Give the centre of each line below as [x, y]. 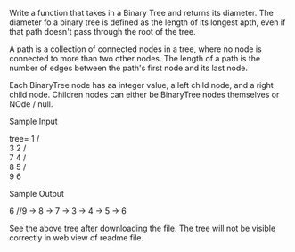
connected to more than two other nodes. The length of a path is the [135, 58]
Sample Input [33, 121]
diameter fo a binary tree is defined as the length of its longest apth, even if [147, 22]
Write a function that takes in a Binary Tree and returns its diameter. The [141, 13]
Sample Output [37, 194]
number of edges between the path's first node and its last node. [128, 68]
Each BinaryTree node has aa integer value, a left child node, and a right [141, 85]
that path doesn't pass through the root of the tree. [102, 32]
